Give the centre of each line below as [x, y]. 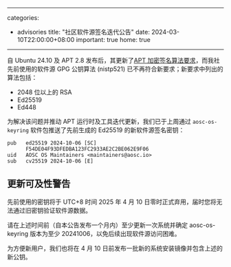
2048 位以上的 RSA [44, 92]
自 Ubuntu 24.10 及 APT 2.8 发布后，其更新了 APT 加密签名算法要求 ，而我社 [113, 60]
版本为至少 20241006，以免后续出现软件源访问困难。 [105, 233]
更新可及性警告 [39, 184]
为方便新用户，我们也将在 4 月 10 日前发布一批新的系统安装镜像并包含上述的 [115, 248]
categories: [23, 18]
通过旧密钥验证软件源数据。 [52, 210]
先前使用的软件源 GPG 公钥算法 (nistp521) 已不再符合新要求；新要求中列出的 [115, 69]
